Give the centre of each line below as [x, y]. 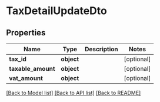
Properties [26, 33]
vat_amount [26, 78]
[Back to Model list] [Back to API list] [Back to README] [74, 93]
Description [101, 49]
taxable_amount [32, 69]
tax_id [18, 59]
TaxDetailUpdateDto [56, 11]
